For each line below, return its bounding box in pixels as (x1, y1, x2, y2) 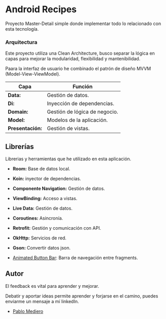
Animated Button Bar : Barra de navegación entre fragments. (12, 255, 138, 261)
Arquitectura (5, 38, 38, 45)
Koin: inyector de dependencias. (12, 176, 81, 182)
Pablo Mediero (12, 308, 44, 314)
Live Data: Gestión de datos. (12, 205, 73, 211)
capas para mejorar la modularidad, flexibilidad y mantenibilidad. (5, 56, 141, 62)
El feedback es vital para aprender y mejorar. (5, 283, 99, 289)
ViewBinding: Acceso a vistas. (12, 195, 78, 202)
